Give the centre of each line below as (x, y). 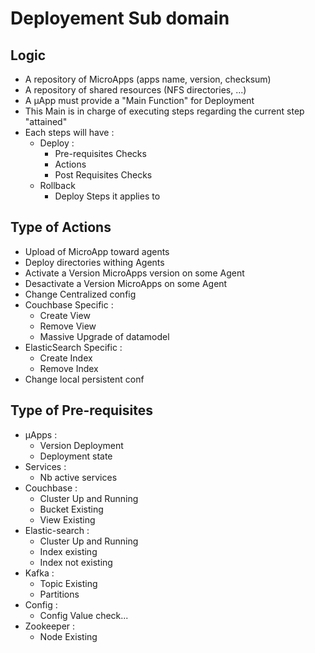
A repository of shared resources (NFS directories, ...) (135, 90)
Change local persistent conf (84, 379)
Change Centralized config (80, 294)
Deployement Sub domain (120, 18)
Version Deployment (81, 445)
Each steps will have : (69, 132)
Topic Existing (68, 583)
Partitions (59, 594)
